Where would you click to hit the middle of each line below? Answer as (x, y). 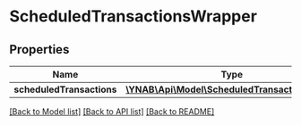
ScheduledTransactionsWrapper (133, 17)
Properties (39, 50)
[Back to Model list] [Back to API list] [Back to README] (112, 112)
